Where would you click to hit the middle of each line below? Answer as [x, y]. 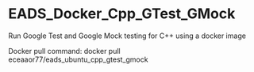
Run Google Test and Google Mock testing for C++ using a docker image [127, 36]
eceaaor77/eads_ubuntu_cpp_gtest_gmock [78, 59]
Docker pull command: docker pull [64, 51]
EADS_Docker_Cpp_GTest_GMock [122, 14]
